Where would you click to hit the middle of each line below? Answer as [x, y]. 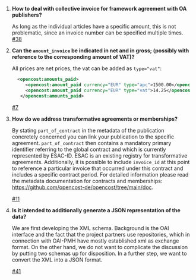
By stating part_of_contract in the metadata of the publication [88, 130]
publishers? [27, 15]
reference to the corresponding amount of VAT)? [73, 57]
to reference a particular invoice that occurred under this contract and [97, 168]
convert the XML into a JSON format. [57, 259]
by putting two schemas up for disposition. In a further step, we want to [99, 253]
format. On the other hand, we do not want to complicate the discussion [100, 247]
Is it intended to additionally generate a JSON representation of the [96, 210]
